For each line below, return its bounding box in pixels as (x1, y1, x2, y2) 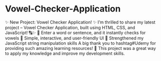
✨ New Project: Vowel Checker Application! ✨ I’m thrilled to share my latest (5, 19, 156, 25)
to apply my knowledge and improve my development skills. (5, 50, 125, 56)
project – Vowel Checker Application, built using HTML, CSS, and (5, 24, 135, 30)
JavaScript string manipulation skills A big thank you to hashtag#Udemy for (5, 40, 156, 46)
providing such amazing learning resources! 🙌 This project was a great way (5, 45, 156, 51)
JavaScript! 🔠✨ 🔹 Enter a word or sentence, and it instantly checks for (5, 30, 146, 36)
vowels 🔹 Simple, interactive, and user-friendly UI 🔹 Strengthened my (5, 35, 144, 41)
